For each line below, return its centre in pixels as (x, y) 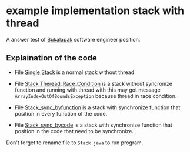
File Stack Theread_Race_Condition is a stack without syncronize (93, 83)
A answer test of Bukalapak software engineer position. (73, 39)
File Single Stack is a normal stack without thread (74, 72)
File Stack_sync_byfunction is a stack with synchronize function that (97, 107)
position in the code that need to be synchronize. (74, 131)
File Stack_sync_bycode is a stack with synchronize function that (93, 125)
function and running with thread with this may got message (87, 90)
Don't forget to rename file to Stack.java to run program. (75, 143)
